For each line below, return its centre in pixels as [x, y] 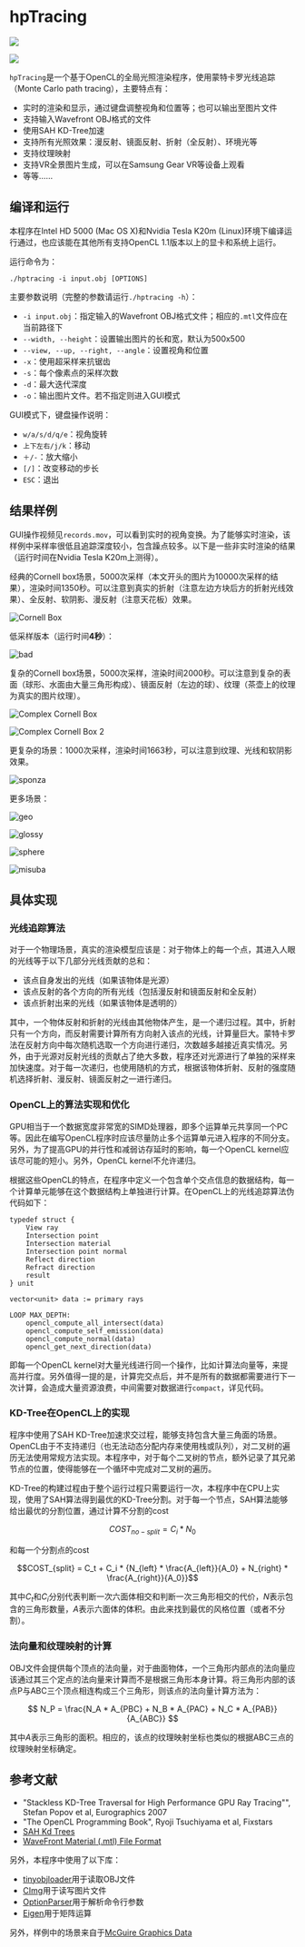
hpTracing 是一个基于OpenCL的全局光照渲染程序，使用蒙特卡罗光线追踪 [143, 77]
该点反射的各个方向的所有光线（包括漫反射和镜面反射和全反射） [142, 992]
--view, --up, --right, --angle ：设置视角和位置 [115, 350]
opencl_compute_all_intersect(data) [95, 1323]
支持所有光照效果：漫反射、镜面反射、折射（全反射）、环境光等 [140, 142]
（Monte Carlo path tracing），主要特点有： [90, 88]
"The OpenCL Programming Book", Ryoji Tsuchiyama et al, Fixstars [148, 1822]
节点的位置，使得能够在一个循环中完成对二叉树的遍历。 [113, 1468]
